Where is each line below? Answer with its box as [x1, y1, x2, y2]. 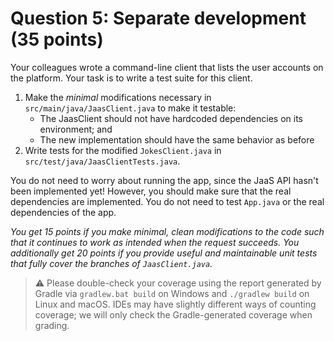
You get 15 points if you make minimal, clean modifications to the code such [10, 225, 325, 237]
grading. [34, 319, 70, 331]
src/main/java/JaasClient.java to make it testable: [24, 102, 237, 114]
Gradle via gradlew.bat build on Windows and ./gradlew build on [34, 287, 310, 299]
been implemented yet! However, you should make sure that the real [10, 185, 292, 197]
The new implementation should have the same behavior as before [39, 133, 315, 146]
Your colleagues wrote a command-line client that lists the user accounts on [10, 61, 324, 73]
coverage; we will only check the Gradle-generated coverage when [34, 308, 313, 321]
